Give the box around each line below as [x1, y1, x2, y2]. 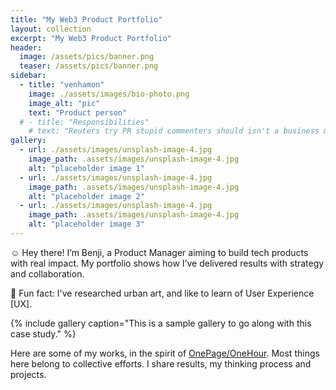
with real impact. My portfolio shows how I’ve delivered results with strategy [10, 257, 325, 269]
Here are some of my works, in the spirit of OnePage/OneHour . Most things [10, 347, 320, 359]
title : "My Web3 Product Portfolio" [10, 14, 163, 25]
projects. [10, 368, 47, 380]
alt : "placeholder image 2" [28, 191, 145, 201]
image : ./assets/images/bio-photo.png [28, 89, 190, 99]
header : [10, 42, 43, 53]
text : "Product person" [28, 107, 128, 118]
